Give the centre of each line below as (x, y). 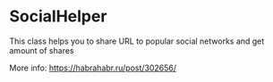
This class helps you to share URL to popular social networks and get (137, 41)
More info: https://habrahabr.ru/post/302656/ (93, 68)
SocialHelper (58, 16)
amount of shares (42, 50)
